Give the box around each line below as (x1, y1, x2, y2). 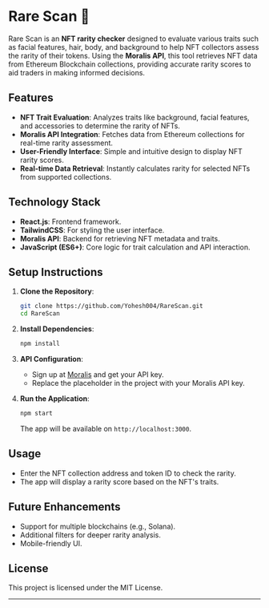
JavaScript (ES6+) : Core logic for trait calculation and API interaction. (19, 242, 251, 252)
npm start (19, 409, 54, 417)
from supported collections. (19, 172, 112, 181)
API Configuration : (19, 355, 84, 363)
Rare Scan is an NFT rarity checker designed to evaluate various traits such (8, 34, 259, 43)
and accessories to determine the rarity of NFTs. (19, 120, 180, 131)
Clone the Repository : (19, 286, 94, 296)
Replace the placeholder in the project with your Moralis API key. (31, 379, 246, 387)
